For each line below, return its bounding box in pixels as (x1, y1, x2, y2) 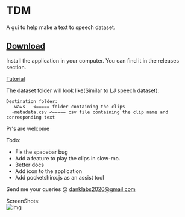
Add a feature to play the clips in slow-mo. (14, 154, 121, 162)
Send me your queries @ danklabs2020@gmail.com (6, 185, 136, 193)
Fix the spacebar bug (14, 148, 68, 156)
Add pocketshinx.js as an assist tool (14, 174, 104, 181)
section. (6, 63, 27, 71)
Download (6, 41, 45, 51)
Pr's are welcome (6, 125, 50, 132)
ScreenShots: (6, 197, 40, 204)
